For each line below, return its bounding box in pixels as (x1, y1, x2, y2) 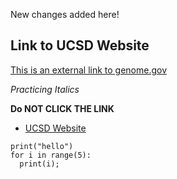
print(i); (19, 159, 60, 169)
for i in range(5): (10, 150, 92, 160)
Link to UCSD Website (10, 37, 150, 54)
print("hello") (10, 141, 74, 151)
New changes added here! (10, 9, 120, 20)
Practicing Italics (10, 83, 80, 95)
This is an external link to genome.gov (10, 64, 168, 76)
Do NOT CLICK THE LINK (10, 102, 115, 114)
